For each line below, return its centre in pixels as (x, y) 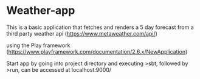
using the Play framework (38, 45)
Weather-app (41, 11)
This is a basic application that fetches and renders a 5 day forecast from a (100, 27)
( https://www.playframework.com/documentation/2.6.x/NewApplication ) (97, 51)
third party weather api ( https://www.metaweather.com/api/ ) (82, 33)
